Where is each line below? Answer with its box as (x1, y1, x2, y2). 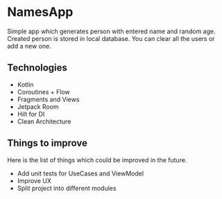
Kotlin (17, 80, 34, 89)
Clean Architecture (17, 117, 71, 126)
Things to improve (7, 137, 88, 149)
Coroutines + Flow (17, 87, 71, 96)
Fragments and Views (17, 95, 80, 103)
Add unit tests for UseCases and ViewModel (17, 169, 144, 178)
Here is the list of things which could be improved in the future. (7, 155, 187, 164)
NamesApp (7, 4, 74, 20)
